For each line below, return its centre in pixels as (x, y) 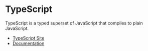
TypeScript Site (28, 38)
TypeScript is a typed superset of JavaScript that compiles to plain (74, 23)
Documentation (28, 43)
